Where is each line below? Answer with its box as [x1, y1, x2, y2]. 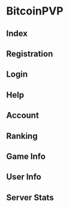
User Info [6, 172, 41, 182]
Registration [6, 48, 53, 59]
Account [6, 110, 39, 121]
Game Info [6, 151, 46, 161]
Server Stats [6, 192, 54, 203]
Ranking [6, 131, 38, 141]
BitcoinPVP [6, 4, 64, 18]
